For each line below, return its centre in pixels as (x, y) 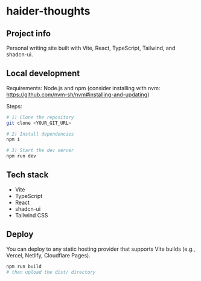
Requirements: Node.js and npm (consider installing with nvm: (83, 88)
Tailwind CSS (31, 215)
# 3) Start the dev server (40, 150)
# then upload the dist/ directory (51, 272)
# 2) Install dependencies (40, 134)
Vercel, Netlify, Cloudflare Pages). (48, 255)
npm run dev (21, 156)
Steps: (14, 106)
